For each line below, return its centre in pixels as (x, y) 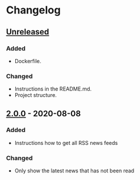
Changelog (33, 10)
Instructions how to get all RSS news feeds (66, 143)
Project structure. (35, 95)
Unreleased (28, 32)
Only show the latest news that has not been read (74, 171)
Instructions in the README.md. (53, 89)
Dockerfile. (28, 61)
